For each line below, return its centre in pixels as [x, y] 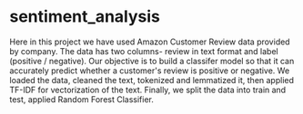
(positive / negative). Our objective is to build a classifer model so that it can [152, 61]
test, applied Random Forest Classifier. [82, 99]
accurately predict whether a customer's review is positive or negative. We [150, 71]
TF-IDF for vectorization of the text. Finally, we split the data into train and [148, 90]
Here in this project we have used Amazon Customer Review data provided [150, 42]
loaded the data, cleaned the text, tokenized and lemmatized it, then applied [151, 80]
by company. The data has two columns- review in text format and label [144, 51]
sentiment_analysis [85, 17]
